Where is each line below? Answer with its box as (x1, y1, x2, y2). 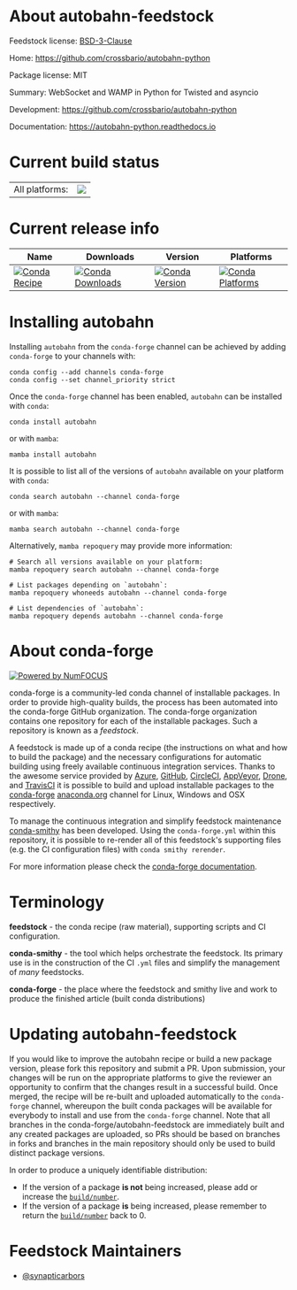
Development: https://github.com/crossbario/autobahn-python (9, 104, 237, 114)
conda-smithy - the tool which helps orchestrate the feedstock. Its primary (9, 948, 284, 958)
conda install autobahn (9, 418, 97, 426)
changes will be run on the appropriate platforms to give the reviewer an (9, 1072, 272, 1083)
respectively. (9, 798, 56, 809)
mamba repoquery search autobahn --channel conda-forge (9, 564, 219, 574)
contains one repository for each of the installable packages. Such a (9, 715, 258, 726)
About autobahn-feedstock (9, 6, 215, 27)
